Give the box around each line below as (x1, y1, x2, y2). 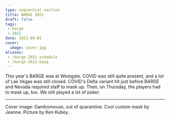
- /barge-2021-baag (7, 59, 49, 64)
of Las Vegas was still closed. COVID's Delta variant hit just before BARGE (5, 78, 159, 85)
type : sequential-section (5, 7, 60, 13)
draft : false (5, 17, 33, 22)
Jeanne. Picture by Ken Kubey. (5, 109, 69, 115)
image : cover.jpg (10, 45, 47, 50)
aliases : (5, 50, 24, 55)
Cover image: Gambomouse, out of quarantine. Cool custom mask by (5, 104, 150, 110)
